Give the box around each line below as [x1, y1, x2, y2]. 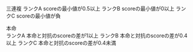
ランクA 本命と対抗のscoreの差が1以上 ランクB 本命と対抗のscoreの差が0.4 [6, 32, 188, 39]
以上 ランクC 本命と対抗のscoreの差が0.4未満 [6, 40, 116, 46]
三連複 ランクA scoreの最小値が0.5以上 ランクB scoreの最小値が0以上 [6, 5, 174, 12]
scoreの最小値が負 [16, 12, 61, 19]
